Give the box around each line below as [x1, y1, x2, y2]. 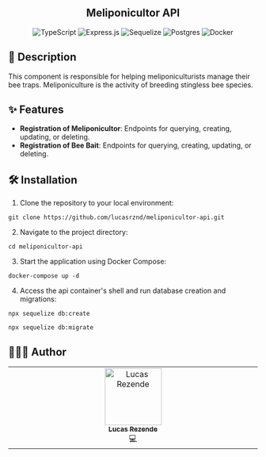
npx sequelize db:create [8, 309, 90, 318]
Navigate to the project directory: [19, 228, 128, 237]
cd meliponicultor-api [8, 243, 83, 251]
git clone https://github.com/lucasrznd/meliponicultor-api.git [8, 213, 225, 221]
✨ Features [8, 103, 64, 117]
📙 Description [8, 51, 77, 64]
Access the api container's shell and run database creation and [19, 286, 226, 296]
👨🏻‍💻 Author [8, 345, 67, 359]
